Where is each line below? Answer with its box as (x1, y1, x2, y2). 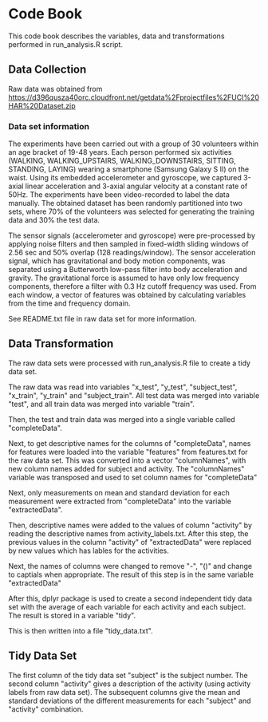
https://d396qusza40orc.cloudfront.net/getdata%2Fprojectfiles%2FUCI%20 (8, 93, 260, 102)
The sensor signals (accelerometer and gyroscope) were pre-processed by (8, 231, 256, 240)
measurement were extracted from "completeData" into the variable (8, 496, 231, 506)
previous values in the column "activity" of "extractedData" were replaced (8, 537, 252, 546)
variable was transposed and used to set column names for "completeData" (8, 472, 258, 482)
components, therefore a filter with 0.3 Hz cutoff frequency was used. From (8, 282, 257, 291)
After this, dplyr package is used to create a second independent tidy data (8, 594, 253, 603)
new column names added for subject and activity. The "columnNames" (8, 464, 245, 473)
